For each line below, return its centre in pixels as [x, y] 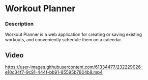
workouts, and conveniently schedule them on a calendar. [64, 40]
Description [19, 24]
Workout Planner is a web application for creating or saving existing [74, 34]
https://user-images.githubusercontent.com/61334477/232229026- [74, 67]
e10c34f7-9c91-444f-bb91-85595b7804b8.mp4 [54, 72]
